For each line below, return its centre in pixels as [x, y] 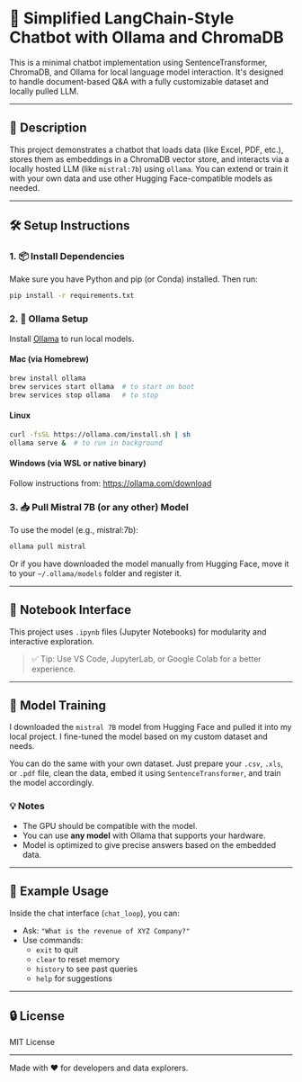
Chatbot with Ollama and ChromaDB [147, 37]
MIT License [32, 1042]
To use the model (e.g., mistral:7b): [74, 529]
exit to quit [57, 950]
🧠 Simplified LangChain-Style [122, 18]
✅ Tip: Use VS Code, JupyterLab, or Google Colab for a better [147, 658]
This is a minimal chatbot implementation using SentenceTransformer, [138, 62]
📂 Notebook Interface [71, 610]
